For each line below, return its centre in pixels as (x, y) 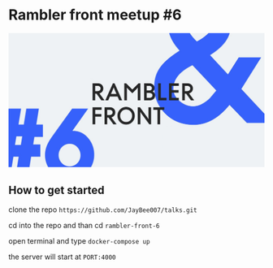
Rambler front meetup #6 (95, 15)
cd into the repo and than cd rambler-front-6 (84, 226)
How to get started (56, 190)
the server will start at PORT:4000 (62, 257)
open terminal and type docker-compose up (79, 241)
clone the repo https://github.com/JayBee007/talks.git (103, 210)
